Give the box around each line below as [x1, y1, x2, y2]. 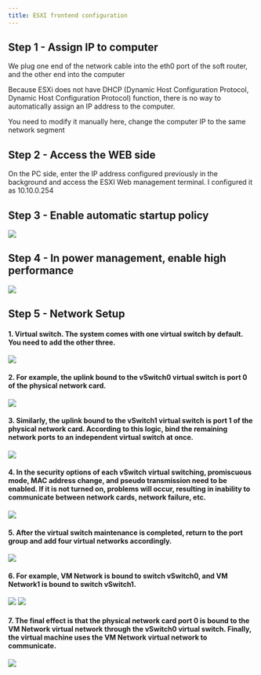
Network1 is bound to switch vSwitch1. [8, 579, 137, 588]
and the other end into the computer [8, 70, 125, 79]
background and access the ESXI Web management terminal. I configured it [8, 178, 253, 187]
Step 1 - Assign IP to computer [8, 41, 158, 54]
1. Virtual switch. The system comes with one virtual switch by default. [8, 329, 244, 338]
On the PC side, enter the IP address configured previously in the [8, 169, 218, 179]
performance [8, 264, 74, 278]
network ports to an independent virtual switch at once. [8, 433, 194, 442]
